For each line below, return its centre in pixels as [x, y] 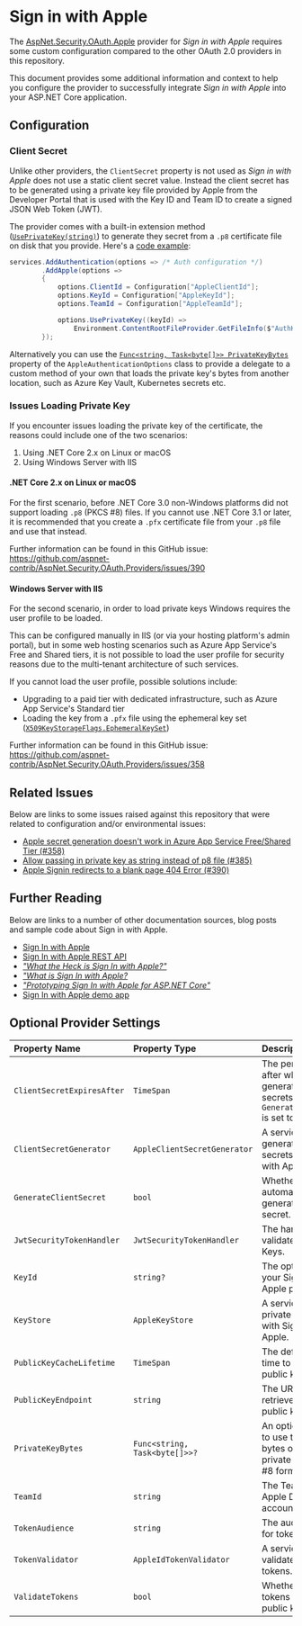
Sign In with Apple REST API [75, 957]
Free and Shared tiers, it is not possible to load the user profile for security [147, 655]
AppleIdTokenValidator [182, 1559]
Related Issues [51, 792]
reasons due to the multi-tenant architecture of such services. [124, 664]
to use [275, 1437]
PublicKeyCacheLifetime [65, 1362]
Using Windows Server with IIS [80, 462]
